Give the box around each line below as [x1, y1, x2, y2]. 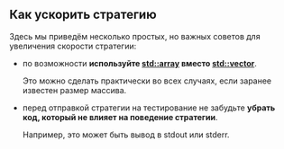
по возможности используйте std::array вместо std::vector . [22, 57, 257, 68]
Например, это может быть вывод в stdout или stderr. [22, 129, 230, 140]
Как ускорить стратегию [9, 7, 157, 22]
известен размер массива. [22, 84, 127, 95]
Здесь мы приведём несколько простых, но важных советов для [9, 31, 261, 41]
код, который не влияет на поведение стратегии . [22, 111, 218, 122]
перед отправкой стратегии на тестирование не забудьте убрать [22, 102, 276, 113]
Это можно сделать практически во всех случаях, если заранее [22, 75, 272, 86]
